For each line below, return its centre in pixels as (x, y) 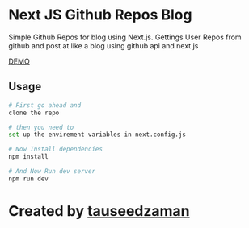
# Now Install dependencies (56, 149)
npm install (28, 157)
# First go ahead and (45, 105)
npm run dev (28, 179)
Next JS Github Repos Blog (100, 15)
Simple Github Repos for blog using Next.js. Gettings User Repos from (125, 37)
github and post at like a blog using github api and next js (103, 45)
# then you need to (41, 127)
